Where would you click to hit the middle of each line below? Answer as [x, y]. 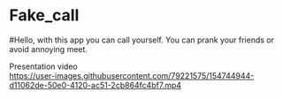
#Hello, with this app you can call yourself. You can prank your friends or [142, 40]
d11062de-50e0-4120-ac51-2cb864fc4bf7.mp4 [96, 85]
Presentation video [43, 66]
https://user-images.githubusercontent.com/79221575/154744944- [132, 75]
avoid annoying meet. [49, 49]
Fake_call [44, 15]
